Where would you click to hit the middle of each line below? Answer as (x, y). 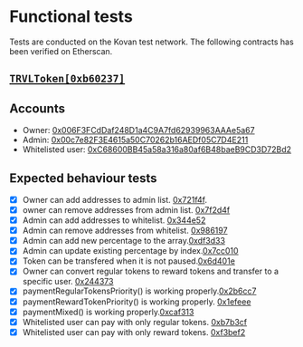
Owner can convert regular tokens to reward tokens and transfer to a (150, 271)
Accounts (38, 108)
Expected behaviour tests (83, 178)
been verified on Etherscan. (61, 51)
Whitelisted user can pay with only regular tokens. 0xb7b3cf (135, 322)
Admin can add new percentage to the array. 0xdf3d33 (124, 241)
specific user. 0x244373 (68, 282)
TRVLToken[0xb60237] (67, 79)
